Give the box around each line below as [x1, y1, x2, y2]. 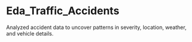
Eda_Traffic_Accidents [6, 4, 120, 18]
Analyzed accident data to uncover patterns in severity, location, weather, [6, 24, 187, 31]
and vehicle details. [6, 30, 54, 37]
